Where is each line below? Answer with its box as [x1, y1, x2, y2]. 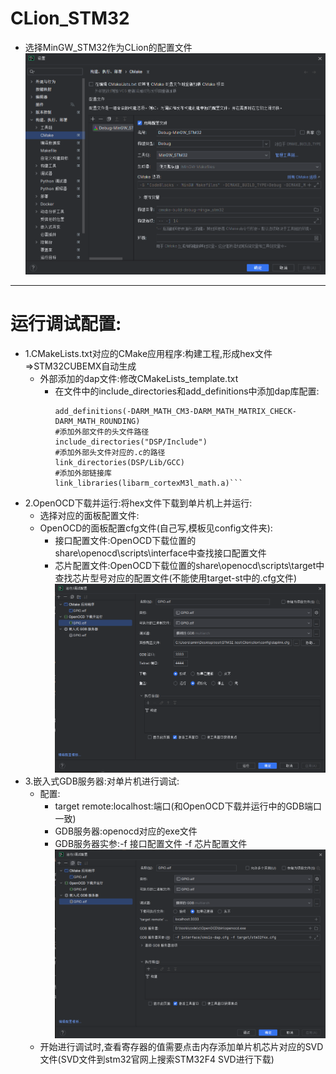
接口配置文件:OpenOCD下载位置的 [54, 534, 197, 546]
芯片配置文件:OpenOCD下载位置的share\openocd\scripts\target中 [54, 559, 325, 571]
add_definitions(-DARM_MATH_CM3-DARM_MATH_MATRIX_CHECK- [54, 406, 297, 416]
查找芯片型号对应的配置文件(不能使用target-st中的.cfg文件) [54, 572, 298, 584]
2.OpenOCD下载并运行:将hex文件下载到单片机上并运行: [24, 497, 253, 509]
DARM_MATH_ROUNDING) [54, 416, 141, 426]
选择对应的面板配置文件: [39, 509, 140, 521]
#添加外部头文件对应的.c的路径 [54, 447, 166, 457]
